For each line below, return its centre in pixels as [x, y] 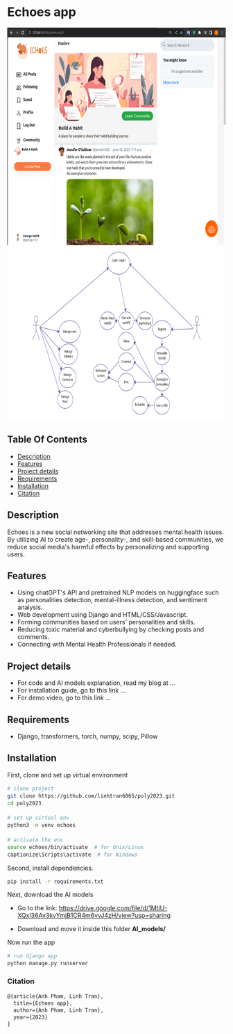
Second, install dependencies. [50, 868]
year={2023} [31, 1017]
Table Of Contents [48, 440]
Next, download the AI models [50, 895]
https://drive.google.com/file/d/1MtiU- [113, 908]
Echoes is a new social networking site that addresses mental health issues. [115, 532]
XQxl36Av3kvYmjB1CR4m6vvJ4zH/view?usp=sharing [94, 916]
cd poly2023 [24, 803]
